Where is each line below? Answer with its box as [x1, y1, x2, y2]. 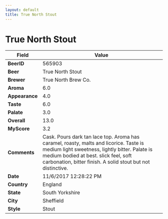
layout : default [5, 7, 39, 13]
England [42, 181, 62, 188]
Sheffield [42, 197, 64, 204]
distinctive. [42, 165, 68, 172]
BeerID [7, 60, 24, 67]
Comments [7, 149, 35, 156]
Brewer [7, 76, 25, 83]
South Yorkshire [42, 189, 80, 196]
